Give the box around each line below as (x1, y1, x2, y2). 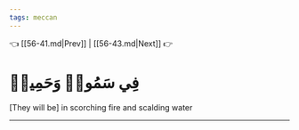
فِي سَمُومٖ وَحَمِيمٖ (9, 72, 140, 93)
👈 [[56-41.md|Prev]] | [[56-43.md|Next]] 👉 (9, 37, 174, 49)
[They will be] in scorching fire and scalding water (9, 102, 193, 112)
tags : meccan (9, 12, 58, 22)
